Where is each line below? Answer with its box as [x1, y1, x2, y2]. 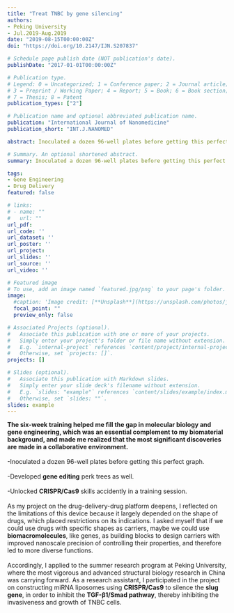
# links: [7, 202, 33, 209]
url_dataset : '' [7, 234, 54, 241]
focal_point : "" [13, 305, 61, 312]
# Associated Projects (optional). [7, 324, 111, 331]
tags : [7, 170, 23, 177]
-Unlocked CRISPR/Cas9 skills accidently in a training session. [7, 487, 187, 495]
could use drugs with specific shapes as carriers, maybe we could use [7, 524, 210, 533]
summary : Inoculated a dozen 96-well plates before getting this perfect [7, 157, 226, 164]
